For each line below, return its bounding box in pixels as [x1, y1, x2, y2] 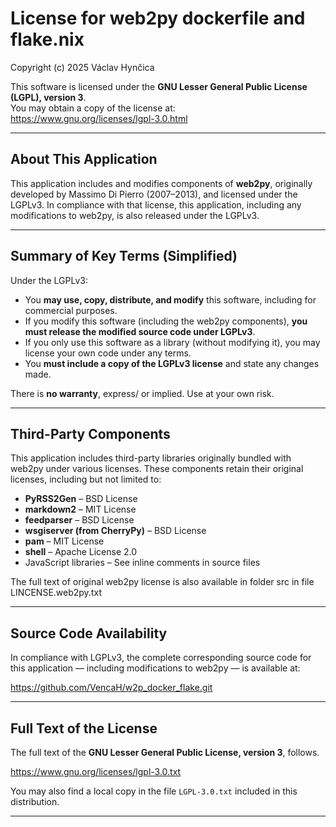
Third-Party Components [10, 425, 171, 442]
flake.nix [10, 28, 85, 51]
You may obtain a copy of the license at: [10, 102, 176, 114]
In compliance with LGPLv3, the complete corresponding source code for [10, 652, 312, 664]
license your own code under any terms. [24, 347, 192, 359]
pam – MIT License [24, 535, 105, 547]
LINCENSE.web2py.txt [10, 587, 102, 599]
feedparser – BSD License [24, 514, 135, 526]
